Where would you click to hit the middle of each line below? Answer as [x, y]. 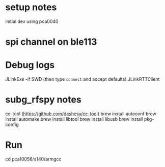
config [12, 124]
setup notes [31, 7]
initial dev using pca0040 [32, 21]
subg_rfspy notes [43, 100]
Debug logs [30, 65]
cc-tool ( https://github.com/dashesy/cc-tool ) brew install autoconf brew [81, 114]
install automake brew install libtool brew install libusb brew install [74, 119]
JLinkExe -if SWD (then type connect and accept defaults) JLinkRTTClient [82, 79]
